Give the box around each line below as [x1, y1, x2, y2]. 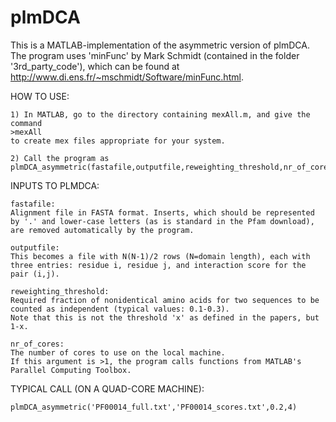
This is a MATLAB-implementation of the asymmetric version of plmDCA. [10, 39, 310, 51]
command [10, 118, 43, 128]
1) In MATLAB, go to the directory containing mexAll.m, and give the [10, 109, 311, 120]
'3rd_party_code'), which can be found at [10, 60, 180, 72]
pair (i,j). [10, 269, 60, 279]
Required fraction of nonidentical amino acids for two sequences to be [10, 295, 320, 305]
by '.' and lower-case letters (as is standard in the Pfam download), [10, 216, 315, 226]
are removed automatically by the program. [10, 225, 195, 235]
